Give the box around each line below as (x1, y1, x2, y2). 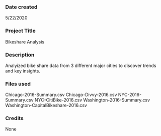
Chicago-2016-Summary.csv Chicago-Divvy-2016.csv (5, 91, 117, 98)
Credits (5, 115, 24, 122)
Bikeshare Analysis (5, 38, 45, 44)
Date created (5, 3, 38, 10)
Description (5, 51, 35, 58)
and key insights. (5, 67, 40, 73)
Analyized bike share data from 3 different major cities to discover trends (5, 62, 156, 68)
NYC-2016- (118, 91, 142, 98)
